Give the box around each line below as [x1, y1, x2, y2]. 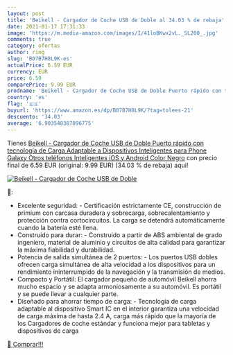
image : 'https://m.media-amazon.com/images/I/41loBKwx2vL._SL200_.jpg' [7, 29, 218, 37]
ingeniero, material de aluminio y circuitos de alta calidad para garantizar [17, 238, 225, 246]
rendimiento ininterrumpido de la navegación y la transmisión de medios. [17, 268, 225, 276]
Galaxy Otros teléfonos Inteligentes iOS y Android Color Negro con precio [7, 153, 217, 162]
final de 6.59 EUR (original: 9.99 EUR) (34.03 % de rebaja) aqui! [7, 161, 189, 169]
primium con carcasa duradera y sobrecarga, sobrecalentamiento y [17, 209, 210, 217]
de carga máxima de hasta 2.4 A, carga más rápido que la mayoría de [17, 311, 216, 320]
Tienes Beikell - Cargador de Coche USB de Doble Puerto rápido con [7, 139, 205, 147]
